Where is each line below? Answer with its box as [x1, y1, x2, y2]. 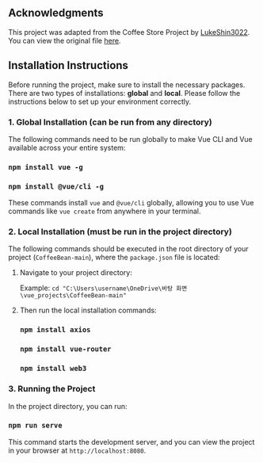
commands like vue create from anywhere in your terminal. [8, 206, 201, 216]
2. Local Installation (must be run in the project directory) [8, 226, 232, 237]
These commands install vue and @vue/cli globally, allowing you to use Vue [8, 198, 254, 208]
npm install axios [19, 325, 91, 335]
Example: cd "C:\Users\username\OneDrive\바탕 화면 [19, 283, 188, 293]
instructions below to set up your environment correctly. [8, 97, 192, 106]
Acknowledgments [8, 6, 105, 20]
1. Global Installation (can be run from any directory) [8, 117, 212, 128]
